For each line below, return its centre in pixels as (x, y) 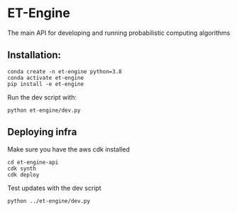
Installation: (34, 55)
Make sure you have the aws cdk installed (68, 149)
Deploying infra (42, 132)
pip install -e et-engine (45, 84)
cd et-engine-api (33, 162)
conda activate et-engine (45, 78)
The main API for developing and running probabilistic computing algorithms (119, 33)
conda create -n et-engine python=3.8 (65, 71)
